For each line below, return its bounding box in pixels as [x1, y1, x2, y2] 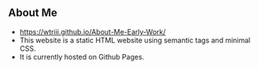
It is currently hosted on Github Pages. [19, 52, 145, 61]
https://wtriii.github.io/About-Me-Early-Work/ [19, 27, 167, 36]
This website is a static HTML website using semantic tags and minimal [19, 35, 251, 45]
